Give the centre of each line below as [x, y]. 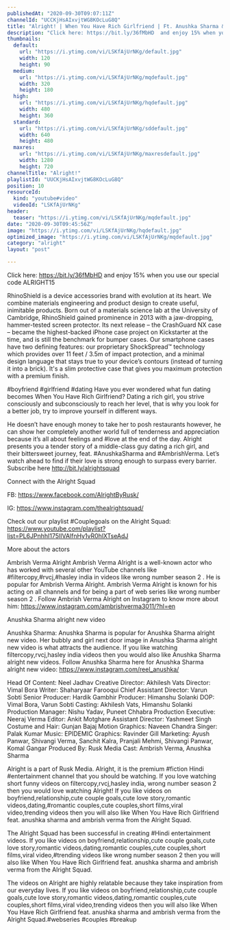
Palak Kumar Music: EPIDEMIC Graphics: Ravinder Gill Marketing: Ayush [108, 734]
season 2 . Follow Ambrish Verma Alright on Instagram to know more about [113, 599]
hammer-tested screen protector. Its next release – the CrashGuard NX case [115, 325]
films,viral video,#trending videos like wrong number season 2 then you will [114, 855]
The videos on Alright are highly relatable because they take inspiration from [115, 883]
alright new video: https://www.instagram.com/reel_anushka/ [93, 669]
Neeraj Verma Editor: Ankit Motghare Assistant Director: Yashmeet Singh [110, 719]
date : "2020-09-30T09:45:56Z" [50, 224]
